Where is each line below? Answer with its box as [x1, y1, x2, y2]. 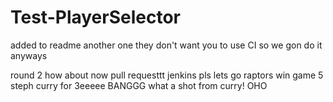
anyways [10, 49, 48, 61]
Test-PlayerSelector [10, 6, 182, 29]
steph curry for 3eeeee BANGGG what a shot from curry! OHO [10, 79, 268, 91]
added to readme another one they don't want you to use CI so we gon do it [10, 39, 323, 51]
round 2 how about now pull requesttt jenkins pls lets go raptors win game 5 [10, 69, 324, 81]
